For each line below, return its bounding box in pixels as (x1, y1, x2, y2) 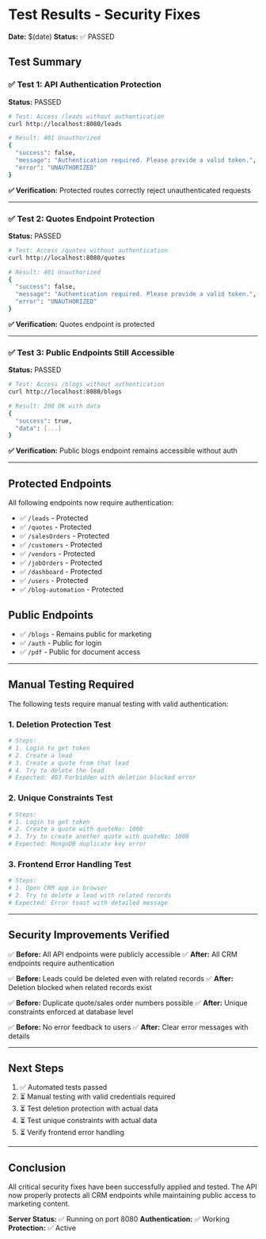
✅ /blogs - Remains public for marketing (19, 629, 152, 639)
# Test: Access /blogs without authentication (8, 381, 165, 389)
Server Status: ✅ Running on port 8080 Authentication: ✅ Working (8, 1214, 230, 1224)
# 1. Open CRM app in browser (8, 884, 108, 892)
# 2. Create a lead (8, 751, 73, 759)
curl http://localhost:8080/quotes (8, 254, 126, 262)
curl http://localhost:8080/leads (8, 120, 123, 128)
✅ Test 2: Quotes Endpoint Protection (8, 213, 155, 224)
